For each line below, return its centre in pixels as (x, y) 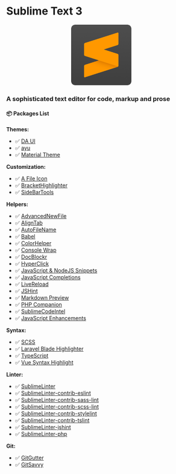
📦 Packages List (28, 114)
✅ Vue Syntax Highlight (44, 363)
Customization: (26, 167)
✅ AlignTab (29, 223)
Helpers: (17, 205)
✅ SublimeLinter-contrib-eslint (53, 393)
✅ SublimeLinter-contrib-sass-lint (57, 400)
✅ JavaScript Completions (48, 277)
